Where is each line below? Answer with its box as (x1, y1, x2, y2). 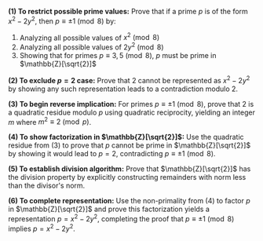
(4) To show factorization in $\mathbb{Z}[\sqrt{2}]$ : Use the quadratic (8, 133, 245, 142)
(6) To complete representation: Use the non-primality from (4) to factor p (8, 196, 251, 206)
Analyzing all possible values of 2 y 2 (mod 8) (19, 41, 164, 52)
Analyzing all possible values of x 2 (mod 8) (19, 31, 160, 42)
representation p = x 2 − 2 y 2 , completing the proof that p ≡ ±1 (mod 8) (8, 213, 235, 223)
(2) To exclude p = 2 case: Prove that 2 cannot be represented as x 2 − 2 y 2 (8, 74, 250, 85)
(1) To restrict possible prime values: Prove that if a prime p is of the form (8, 7, 249, 16)
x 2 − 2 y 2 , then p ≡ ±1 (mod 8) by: (8, 15, 116, 26)
